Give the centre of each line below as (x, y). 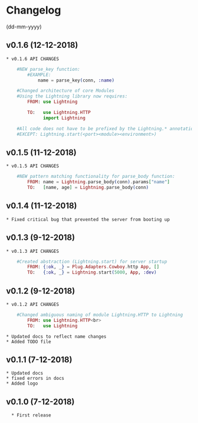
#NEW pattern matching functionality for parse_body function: (96, 177)
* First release (31, 415)
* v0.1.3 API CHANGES (33, 251)
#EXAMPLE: (39, 74)
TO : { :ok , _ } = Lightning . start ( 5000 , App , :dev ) (92, 272)
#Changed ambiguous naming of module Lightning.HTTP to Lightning (100, 315)
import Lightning (64, 118)
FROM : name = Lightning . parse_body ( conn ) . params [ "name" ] (98, 182)
